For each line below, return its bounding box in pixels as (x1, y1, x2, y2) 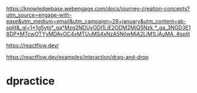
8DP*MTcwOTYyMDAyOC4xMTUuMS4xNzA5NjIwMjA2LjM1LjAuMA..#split (6, 30, 190, 38)
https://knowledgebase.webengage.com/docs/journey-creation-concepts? (6, 5, 190, 12)
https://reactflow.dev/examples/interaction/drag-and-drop (6, 54, 149, 60)
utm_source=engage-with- (6, 11, 73, 18)
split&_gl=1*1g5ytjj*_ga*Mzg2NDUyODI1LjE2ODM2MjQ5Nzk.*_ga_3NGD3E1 (6, 24, 191, 31)
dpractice (6, 75, 55, 88)
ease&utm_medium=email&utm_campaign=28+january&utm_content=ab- (6, 18, 186, 24)
